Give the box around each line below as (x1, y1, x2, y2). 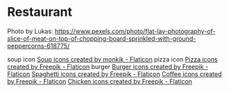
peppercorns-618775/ (7, 42, 70, 50)
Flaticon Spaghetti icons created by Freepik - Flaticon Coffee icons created (7, 70, 222, 78)
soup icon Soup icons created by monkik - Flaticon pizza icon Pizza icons (7, 55, 218, 63)
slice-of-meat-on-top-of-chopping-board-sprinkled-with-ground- (7, 34, 196, 42)
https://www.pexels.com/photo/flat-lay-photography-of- (54, 27, 216, 35)
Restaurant (7, 4, 73, 20)
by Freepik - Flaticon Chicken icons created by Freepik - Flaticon (7, 77, 193, 85)
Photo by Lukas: (7, 27, 53, 35)
